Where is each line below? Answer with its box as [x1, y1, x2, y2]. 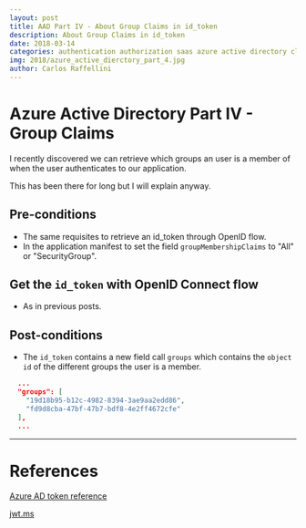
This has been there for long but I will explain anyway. [9, 180, 211, 192]
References [9, 461, 98, 481]
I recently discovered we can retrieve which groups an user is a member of [9, 152, 291, 164]
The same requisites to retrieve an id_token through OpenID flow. [22, 231, 267, 242]
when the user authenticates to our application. [9, 162, 187, 173]
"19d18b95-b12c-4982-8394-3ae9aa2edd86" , [25, 396, 185, 405]
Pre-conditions [9, 207, 97, 223]
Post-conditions [9, 327, 103, 343]
